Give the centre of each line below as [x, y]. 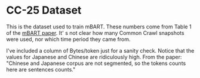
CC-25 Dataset [44, 10]
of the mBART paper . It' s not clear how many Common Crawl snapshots [95, 32]
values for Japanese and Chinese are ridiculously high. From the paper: [94, 57]
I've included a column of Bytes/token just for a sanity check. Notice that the [100, 50]
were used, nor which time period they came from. [68, 39]
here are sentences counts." [41, 69]
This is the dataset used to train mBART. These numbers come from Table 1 [99, 27]
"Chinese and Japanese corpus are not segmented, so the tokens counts [96, 63]
